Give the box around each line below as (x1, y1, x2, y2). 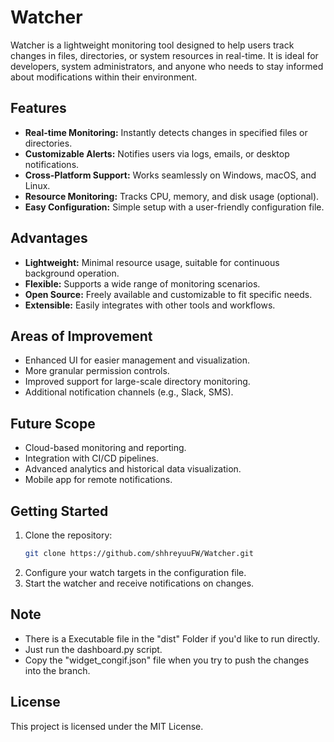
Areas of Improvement (10, 327, 153, 345)
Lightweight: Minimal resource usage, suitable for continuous (24, 256, 280, 268)
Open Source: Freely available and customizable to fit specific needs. (24, 288, 313, 300)
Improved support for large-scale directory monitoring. (24, 376, 251, 388)
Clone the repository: (24, 529, 113, 541)
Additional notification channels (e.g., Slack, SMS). (24, 386, 234, 398)
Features (10, 100, 67, 117)
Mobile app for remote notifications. (24, 474, 173, 486)
